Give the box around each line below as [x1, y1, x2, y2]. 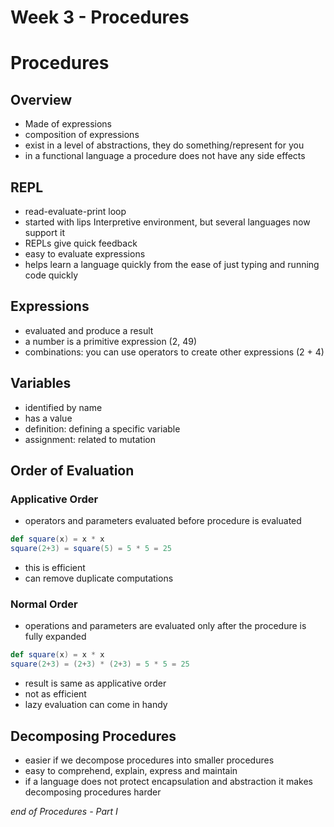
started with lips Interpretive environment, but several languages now [24, 216, 311, 228]
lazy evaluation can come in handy [24, 699, 168, 711]
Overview [10, 91, 73, 108]
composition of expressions [24, 129, 140, 141]
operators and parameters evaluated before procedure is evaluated [24, 515, 302, 527]
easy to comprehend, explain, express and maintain [24, 764, 238, 776]
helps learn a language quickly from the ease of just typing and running [24, 259, 320, 270]
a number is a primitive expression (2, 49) [24, 335, 198, 347]
